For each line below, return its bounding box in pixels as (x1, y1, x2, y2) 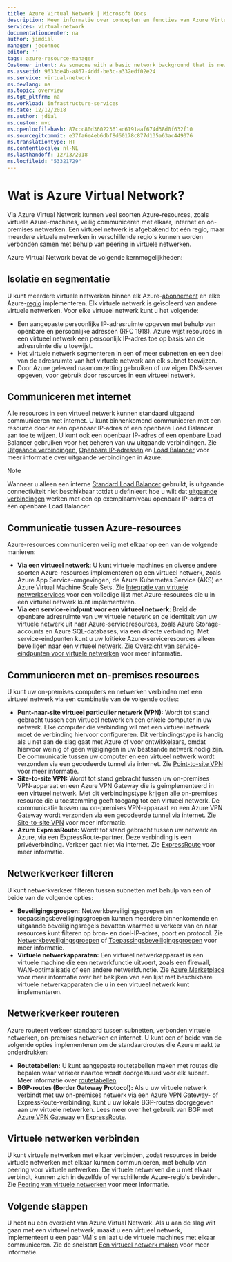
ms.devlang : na (7, 81, 51, 88)
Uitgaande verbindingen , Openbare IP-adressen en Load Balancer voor (7, 446, 209, 455)
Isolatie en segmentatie (7, 274, 110, 285)
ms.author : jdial (7, 113, 57, 119)
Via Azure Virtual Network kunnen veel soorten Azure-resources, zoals (7, 210, 209, 218)
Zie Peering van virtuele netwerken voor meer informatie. (7, 1180, 171, 1189)
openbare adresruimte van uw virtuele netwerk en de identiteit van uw (17, 613, 217, 621)
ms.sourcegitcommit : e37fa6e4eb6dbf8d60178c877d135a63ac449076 (7, 132, 193, 139)
